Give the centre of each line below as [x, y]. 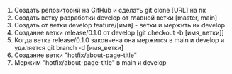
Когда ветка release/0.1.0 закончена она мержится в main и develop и [119, 40]
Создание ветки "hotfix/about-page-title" [75, 55]
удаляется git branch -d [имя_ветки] [69, 48]
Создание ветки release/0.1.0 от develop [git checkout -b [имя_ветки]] [119, 32]
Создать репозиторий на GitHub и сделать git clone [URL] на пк [110, 10]
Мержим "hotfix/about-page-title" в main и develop [90, 62]
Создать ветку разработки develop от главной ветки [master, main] [116, 18]
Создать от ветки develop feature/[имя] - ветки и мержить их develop [120, 25]
